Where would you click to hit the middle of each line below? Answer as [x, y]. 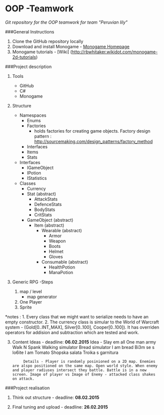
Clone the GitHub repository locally [48, 41]
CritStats [43, 214]
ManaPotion [61, 272]
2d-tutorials [24, 57]
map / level [31, 291]
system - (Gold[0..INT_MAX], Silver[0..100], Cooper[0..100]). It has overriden [82, 327]
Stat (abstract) [41, 194]
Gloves [56, 256]
